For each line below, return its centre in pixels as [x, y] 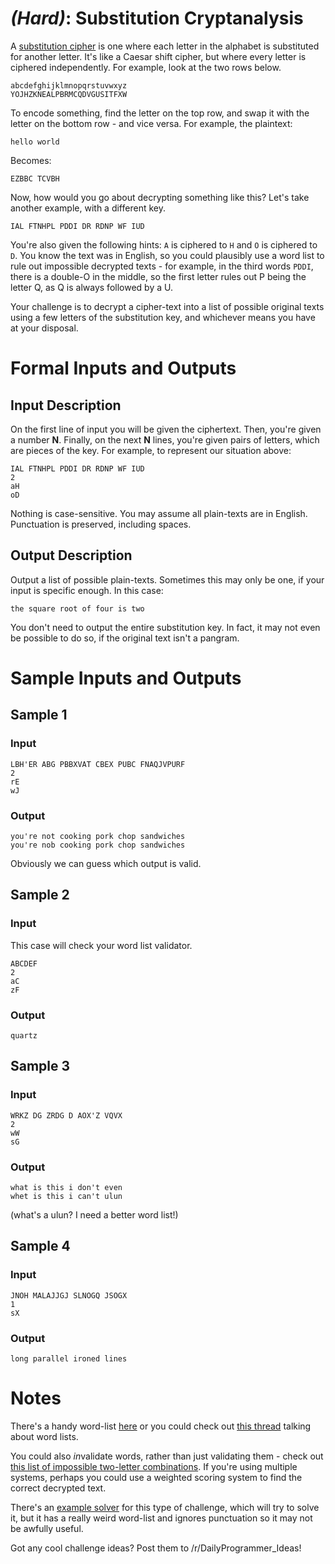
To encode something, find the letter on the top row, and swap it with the [160, 113]
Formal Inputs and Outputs [123, 368]
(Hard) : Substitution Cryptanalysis [157, 18]
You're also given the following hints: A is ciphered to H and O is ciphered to [164, 244]
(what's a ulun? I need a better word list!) [94, 1214]
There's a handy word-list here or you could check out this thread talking [161, 1426]
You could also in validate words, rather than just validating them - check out [167, 1456]
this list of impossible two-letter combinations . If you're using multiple [154, 1466]
